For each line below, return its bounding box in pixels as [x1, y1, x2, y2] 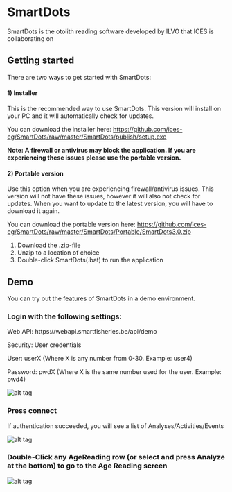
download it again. [7, 207, 60, 215]
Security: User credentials [7, 341, 82, 349]
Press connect [7, 406, 57, 416]
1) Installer [7, 89, 38, 97]
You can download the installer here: [7, 125, 112, 133]
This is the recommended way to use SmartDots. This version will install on [7, 104, 222, 112]
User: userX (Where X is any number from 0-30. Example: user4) [7, 355, 193, 363]
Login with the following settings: [7, 312, 123, 321]
